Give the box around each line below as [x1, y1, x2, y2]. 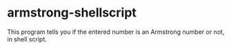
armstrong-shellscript [7, 5, 137, 21]
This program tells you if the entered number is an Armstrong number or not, [7, 28, 225, 36]
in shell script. [7, 35, 47, 43]
